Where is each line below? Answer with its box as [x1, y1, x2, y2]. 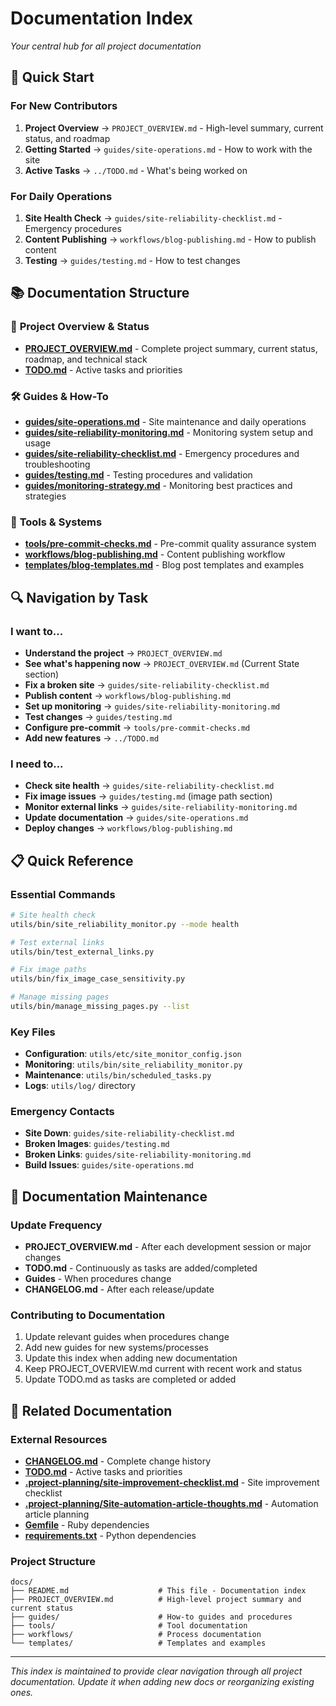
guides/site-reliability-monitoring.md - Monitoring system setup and [24, 426, 313, 438]
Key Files [10, 1025, 56, 1039]
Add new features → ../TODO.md [24, 732, 160, 744]
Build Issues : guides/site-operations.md [24, 1159, 194, 1171]
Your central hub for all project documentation [10, 40, 202, 52]
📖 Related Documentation [10, 1402, 173, 1419]
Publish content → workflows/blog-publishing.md [24, 689, 232, 701]
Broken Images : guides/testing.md [24, 1138, 170, 1150]
